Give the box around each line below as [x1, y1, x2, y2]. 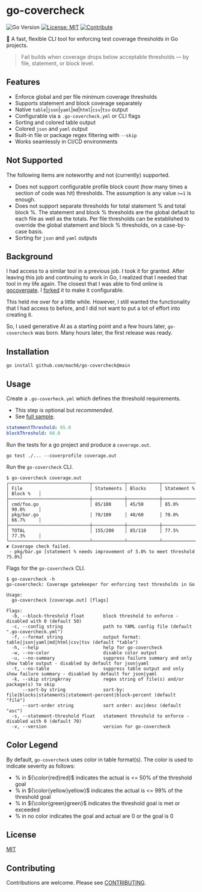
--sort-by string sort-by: [22, 687, 125, 693]
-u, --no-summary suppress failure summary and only [11, 655, 192, 661]
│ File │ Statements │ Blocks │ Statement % [6, 485, 195, 491]
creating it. [6, 311, 33, 318]
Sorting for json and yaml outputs [14, 234, 97, 241]
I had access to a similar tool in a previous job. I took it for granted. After [6, 267, 185, 274]
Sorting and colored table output [14, 119, 96, 126]
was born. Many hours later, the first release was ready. [34, 329, 173, 336]
